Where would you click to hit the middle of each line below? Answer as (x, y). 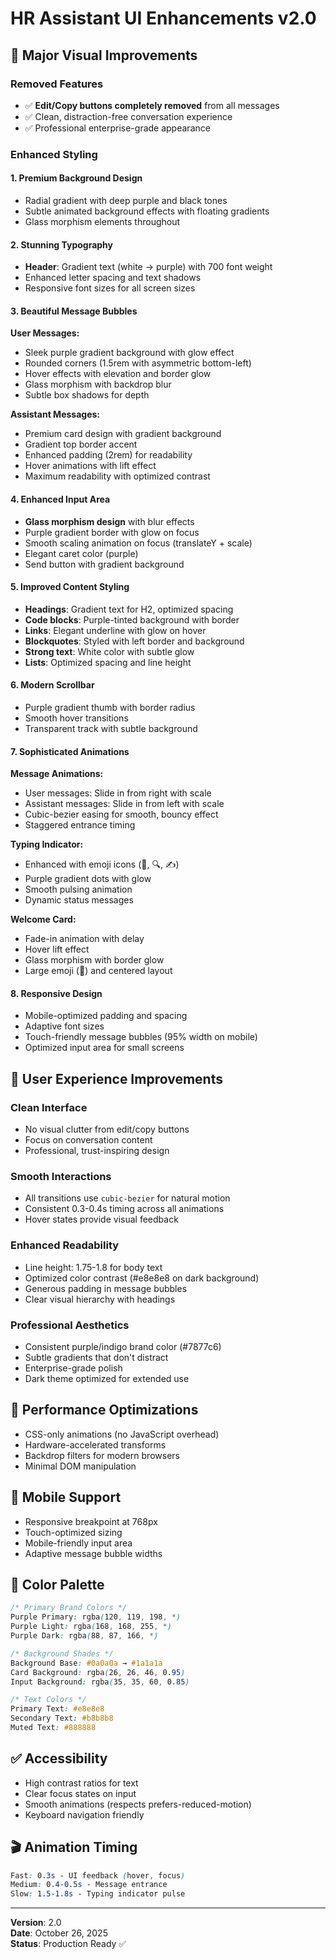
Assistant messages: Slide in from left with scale (124, 804)
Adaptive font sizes (64, 1026)
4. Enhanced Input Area (60, 499)
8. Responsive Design (56, 993)
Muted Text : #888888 (53, 1728)
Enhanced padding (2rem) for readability (108, 455)
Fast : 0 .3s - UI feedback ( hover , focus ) (98, 1875)
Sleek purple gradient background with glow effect (129, 353)
